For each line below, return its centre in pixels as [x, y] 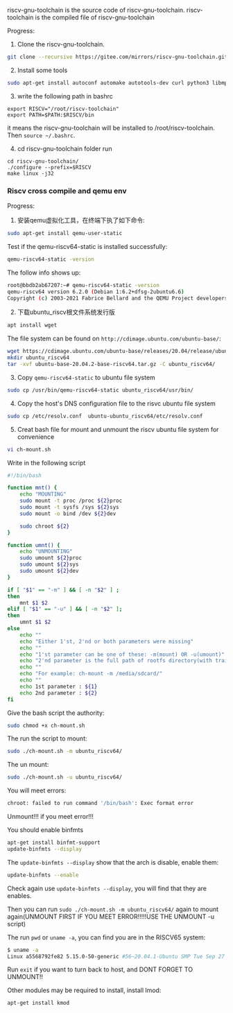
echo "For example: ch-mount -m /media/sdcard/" [91, 674]
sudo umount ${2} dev [49, 571]
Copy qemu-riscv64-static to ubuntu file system [86, 377]
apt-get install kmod [38, 1003]
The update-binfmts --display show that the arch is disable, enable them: [113, 862]
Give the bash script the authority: [56, 713]
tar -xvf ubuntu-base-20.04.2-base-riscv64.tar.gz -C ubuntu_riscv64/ [111, 364]
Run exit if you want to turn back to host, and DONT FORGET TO [100, 969]
